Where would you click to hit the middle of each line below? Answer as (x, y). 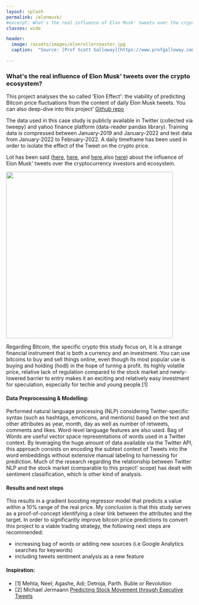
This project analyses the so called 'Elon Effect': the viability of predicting (96, 97)
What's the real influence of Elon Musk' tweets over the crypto (98, 76)
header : (16, 39)
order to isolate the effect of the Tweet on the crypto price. (78, 146)
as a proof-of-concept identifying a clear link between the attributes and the (99, 514)
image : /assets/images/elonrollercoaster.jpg (69, 44)
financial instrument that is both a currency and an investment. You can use (98, 353)
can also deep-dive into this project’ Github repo (65, 109)
